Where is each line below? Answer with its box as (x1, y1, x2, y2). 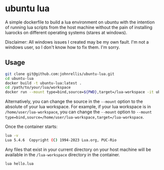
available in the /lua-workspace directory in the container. (5, 151, 121, 157)
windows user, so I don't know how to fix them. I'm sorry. (5, 44, 120, 50)
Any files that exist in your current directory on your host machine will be (5, 146, 151, 152)
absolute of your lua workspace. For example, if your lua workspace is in (5, 104, 151, 110)
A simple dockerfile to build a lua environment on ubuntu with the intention (5, 19, 155, 25)
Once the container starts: (5, 123, 58, 130)
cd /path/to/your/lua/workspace (5, 85, 71, 90)
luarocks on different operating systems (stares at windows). (5, 29, 127, 35)
